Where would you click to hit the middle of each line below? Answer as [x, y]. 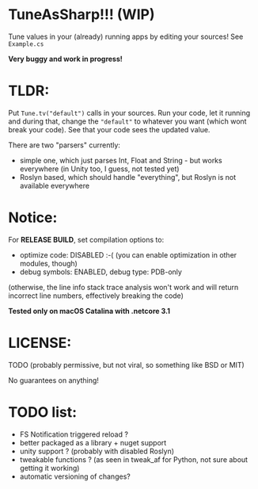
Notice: [33, 218]
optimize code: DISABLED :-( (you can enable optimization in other [128, 254]
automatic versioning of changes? [75, 476]
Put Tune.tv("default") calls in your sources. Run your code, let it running [129, 113]
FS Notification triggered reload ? [74, 434]
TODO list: [43, 412]
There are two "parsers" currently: [64, 145]
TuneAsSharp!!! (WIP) [82, 15]
